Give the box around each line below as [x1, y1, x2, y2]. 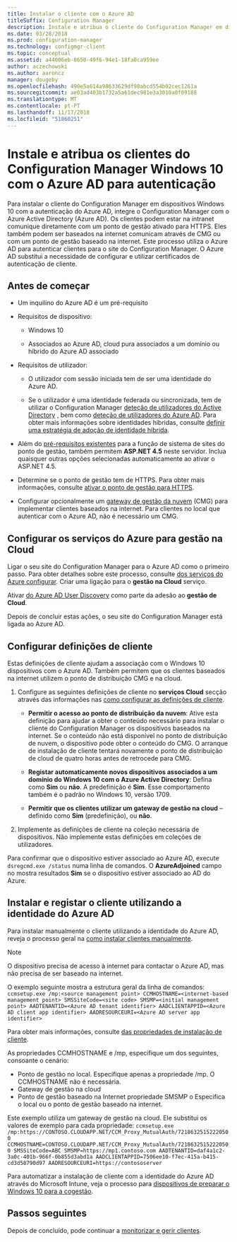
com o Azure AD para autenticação [7, 176, 217, 192]
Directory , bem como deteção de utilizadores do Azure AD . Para [28, 411, 217, 419]
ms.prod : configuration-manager [7, 37, 102, 44]
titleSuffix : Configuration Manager [7, 17, 115, 24]
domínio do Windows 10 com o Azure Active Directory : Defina [28, 775, 212, 783]
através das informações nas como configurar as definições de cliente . [17, 696, 224, 703]
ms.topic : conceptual [7, 50, 71, 57]
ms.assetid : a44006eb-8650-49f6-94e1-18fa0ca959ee [7, 57, 159, 64]
